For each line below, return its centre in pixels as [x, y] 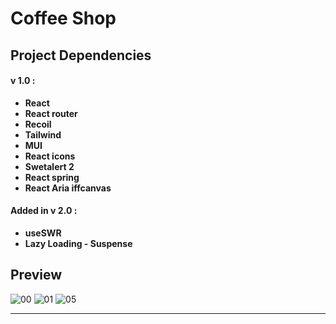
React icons [50, 156]
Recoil [38, 124]
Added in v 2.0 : [44, 211]
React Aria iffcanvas [68, 188]
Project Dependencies [81, 55]
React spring [52, 177]
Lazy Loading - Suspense [78, 243]
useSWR [43, 233]
